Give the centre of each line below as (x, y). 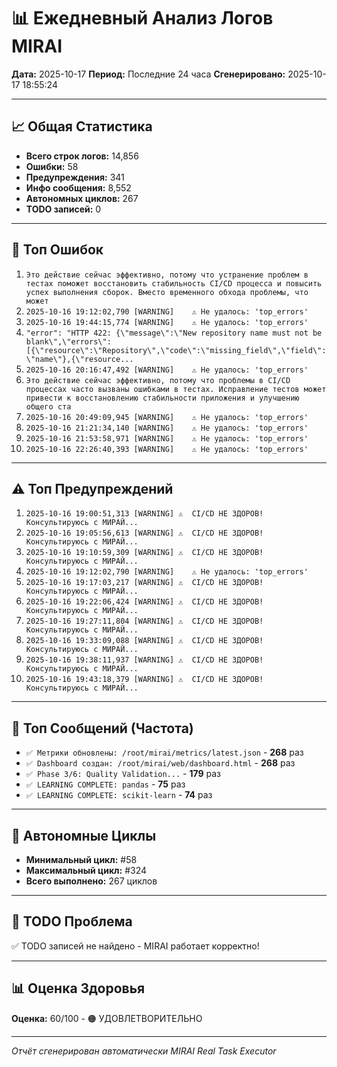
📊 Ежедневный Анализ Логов (142, 18)
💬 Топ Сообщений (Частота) (102, 728)
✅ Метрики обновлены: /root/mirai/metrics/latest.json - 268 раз (164, 752)
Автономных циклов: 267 (82, 198)
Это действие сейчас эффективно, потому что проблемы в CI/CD (158, 380)
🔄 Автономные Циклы (84, 835)
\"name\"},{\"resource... (79, 359)
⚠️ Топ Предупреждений (92, 488)
